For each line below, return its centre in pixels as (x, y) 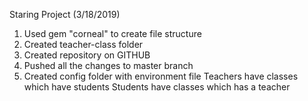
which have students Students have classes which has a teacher (157, 87)
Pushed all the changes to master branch (108, 65)
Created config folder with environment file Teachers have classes (161, 76)
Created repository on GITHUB (87, 55)
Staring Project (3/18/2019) (65, 14)
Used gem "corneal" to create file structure (112, 33)
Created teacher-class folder (83, 44)
